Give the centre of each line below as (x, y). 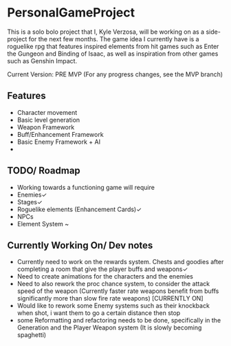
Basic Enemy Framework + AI (59, 142)
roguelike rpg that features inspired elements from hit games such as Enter (113, 46)
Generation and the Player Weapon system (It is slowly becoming (109, 327)
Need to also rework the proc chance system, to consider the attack (113, 284)
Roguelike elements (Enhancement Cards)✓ (79, 209)
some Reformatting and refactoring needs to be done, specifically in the (119, 321)
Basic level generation (48, 120)
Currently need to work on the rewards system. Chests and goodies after (120, 262)
